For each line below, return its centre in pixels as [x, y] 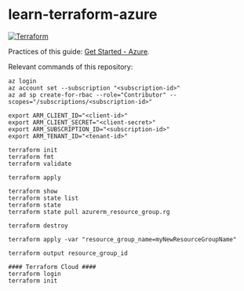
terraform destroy [38, 226]
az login [22, 81]
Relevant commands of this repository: [71, 66]
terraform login [35, 274]
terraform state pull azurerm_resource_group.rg [89, 212]
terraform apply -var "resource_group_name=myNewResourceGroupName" [122, 239]
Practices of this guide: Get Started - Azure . [79, 51]
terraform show [33, 191]
